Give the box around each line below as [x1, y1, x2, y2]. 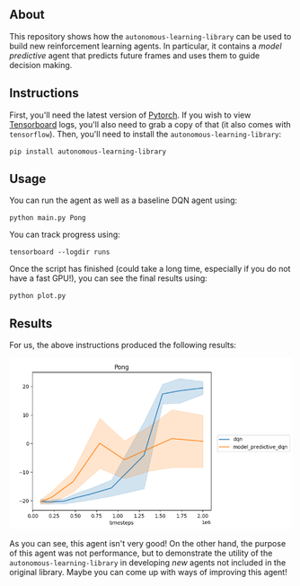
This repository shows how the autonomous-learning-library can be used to [9, 31, 292, 41]
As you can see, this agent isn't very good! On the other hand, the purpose [9, 538, 287, 548]
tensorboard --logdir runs [9, 248, 110, 257]
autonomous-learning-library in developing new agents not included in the [9, 556, 287, 568]
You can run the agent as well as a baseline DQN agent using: [9, 195, 238, 206]
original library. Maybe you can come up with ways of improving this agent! [9, 566, 287, 577]
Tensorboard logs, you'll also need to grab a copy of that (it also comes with [9, 118, 292, 129]
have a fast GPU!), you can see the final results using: [9, 273, 208, 284]
